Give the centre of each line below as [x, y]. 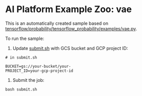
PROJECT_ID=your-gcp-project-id [39, 71]
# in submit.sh [21, 57]
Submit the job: [28, 80]
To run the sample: [25, 38]
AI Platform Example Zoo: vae [69, 9]
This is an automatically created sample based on [57, 23]
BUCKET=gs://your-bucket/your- [38, 66]
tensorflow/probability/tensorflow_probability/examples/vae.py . [71, 28]
